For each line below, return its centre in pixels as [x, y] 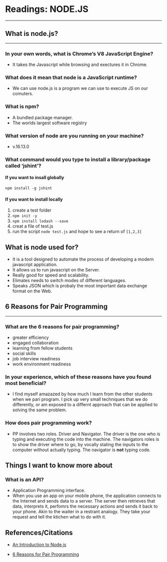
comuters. [23, 94]
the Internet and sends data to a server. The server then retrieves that [84, 501]
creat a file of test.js [33, 226]
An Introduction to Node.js [39, 545]
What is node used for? [42, 247]
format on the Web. [32, 291]
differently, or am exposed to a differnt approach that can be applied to [85, 405]
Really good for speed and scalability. [51, 275]
